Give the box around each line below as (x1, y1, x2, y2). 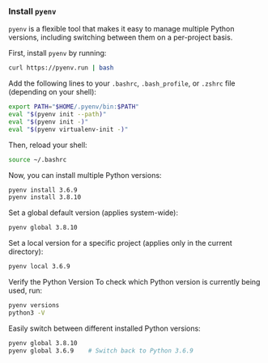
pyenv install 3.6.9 (8, 186, 79, 194)
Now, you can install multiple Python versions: (8, 170, 162, 179)
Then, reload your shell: (8, 140, 87, 150)
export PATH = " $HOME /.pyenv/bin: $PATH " (8, 103, 139, 111)
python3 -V (8, 309, 45, 317)
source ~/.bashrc (8, 155, 67, 163)
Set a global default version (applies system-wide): (8, 208, 178, 217)
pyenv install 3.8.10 (8, 193, 82, 201)
